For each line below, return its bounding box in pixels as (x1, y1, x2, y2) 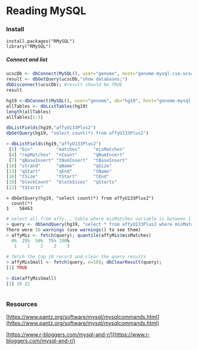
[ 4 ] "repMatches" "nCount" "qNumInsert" (8, 152, 126, 158)
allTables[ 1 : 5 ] (6, 114, 44, 120)
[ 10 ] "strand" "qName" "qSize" (6, 163, 112, 169)
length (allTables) (6, 109, 51, 115)
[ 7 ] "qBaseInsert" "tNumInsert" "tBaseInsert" (8, 157, 128, 163)
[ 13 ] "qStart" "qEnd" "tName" (6, 168, 112, 174)
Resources (6, 300, 38, 308)
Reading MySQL (6, 4, 87, 18)
